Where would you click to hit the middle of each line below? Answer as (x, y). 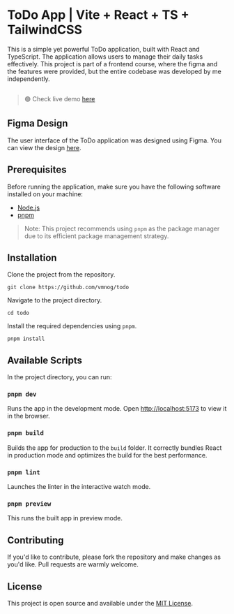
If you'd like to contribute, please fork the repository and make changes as (114, 557)
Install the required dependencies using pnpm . (72, 326)
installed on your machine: (45, 194)
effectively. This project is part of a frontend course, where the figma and (112, 64)
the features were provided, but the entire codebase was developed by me (114, 71)
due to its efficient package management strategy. (96, 236)
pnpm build (25, 433)
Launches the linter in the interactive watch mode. (79, 487)
